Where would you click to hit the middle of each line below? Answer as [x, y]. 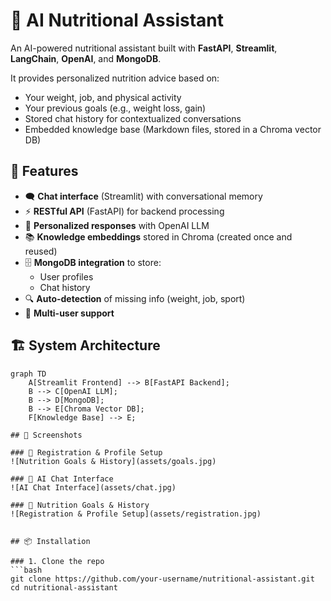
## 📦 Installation [50, 541]
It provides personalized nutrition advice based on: [115, 78]
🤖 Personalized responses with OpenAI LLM [117, 225]
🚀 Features [44, 171]
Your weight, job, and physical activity [103, 97]
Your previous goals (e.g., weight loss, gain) [115, 108]
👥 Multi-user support [69, 313]
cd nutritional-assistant [64, 587]
